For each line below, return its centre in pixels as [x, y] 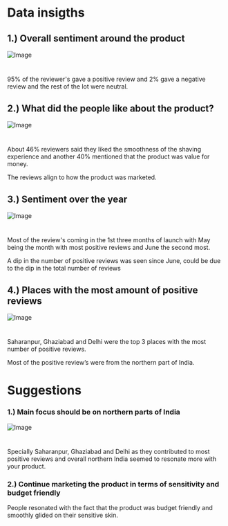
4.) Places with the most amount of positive [103, 290]
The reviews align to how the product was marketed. [82, 177]
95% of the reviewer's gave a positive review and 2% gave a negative [106, 79]
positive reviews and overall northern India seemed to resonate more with [112, 459]
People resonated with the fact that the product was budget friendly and [110, 508]
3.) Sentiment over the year [67, 199]
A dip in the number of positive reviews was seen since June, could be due [114, 261]
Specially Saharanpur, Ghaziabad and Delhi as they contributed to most [108, 451]
